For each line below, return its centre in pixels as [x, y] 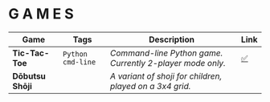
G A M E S [41, 14]
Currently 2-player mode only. [168, 63]
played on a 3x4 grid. [150, 86]
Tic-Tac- [31, 53]
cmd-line [80, 62]
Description [172, 39]
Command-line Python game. [166, 53]
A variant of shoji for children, [166, 75]
